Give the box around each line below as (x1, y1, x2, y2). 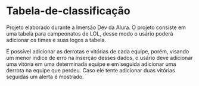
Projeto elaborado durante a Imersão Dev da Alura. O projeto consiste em (6, 24, 186, 31)
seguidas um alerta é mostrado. (6, 73, 85, 80)
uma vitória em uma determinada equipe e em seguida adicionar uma (6, 60, 176, 68)
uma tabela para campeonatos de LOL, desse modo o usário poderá (6, 30, 173, 37)
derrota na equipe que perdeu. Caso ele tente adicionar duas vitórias (6, 66, 175, 74)
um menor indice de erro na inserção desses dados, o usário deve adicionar (6, 54, 193, 61)
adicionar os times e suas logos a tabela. (6, 36, 106, 43)
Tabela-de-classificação (6, 4, 131, 18)
